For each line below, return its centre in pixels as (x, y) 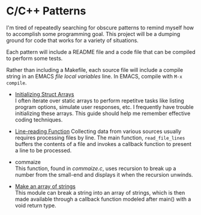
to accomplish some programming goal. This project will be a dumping (93, 34)
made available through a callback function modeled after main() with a (103, 199)
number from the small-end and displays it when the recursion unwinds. (104, 174)
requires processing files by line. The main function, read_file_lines (100, 137)
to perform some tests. (34, 58)
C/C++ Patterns (46, 11)
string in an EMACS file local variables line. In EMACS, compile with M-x (94, 76)
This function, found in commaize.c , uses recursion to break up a (95, 168)
